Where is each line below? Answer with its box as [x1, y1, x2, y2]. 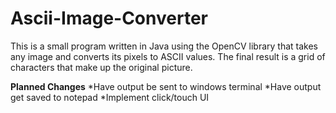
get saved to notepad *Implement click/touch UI [10, 91, 210, 103]
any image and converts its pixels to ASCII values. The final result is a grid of [10, 50, 326, 62]
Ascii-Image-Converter [10, 7, 208, 30]
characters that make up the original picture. [10, 61, 193, 73]
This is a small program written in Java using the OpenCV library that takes [10, 40, 318, 52]
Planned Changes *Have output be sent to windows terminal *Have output [10, 80, 322, 92]
